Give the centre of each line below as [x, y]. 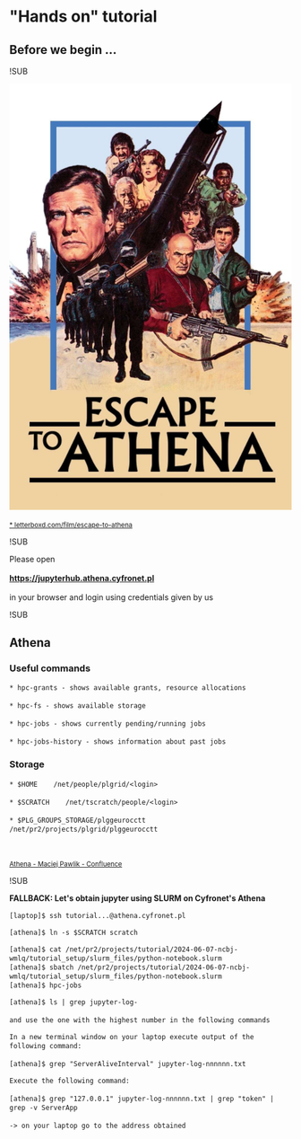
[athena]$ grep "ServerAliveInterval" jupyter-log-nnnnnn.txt [128, 1064]
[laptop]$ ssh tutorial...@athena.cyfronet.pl [98, 915]
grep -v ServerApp [43, 1108]
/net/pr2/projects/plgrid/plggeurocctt [84, 829]
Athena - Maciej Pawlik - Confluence [66, 864]
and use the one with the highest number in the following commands [140, 1020]
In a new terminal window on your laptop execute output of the [132, 1037]
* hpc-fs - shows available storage [77, 706]
